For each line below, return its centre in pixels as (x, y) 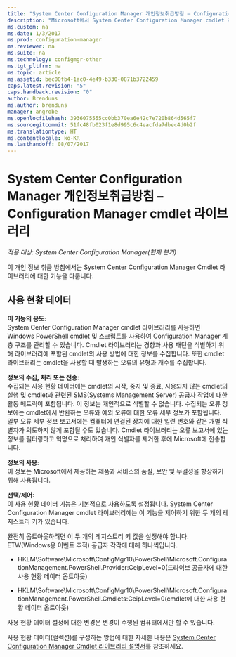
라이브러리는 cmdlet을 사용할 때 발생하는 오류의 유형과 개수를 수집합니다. (107, 362)
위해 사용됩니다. (29, 480)
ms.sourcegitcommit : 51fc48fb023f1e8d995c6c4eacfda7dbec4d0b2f (102, 125)
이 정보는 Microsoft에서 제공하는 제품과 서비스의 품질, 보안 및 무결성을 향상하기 (116, 471)
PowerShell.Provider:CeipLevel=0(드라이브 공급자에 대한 (148, 567)
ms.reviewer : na (31, 46)
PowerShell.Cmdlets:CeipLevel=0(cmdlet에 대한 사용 (144, 599)
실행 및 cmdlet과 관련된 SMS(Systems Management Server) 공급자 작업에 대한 (118, 395)
